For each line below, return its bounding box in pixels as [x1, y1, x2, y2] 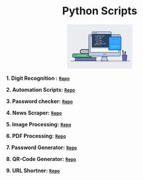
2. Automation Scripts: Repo [6, 86, 75, 94]
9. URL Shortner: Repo [6, 167, 61, 174]
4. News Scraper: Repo [6, 109, 62, 117]
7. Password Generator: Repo [6, 144, 77, 151]
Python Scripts [62, 4, 138, 18]
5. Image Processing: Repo [6, 121, 72, 128]
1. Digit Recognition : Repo [6, 75, 70, 82]
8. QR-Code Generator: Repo [6, 156, 77, 163]
